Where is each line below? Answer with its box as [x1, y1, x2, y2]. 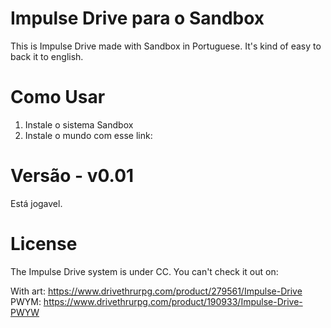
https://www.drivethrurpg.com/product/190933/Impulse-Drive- [43, 295, 303, 307]
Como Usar [10, 86, 106, 109]
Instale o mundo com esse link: [24, 129, 153, 141]
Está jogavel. [10, 197, 63, 209]
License [10, 233, 78, 255]
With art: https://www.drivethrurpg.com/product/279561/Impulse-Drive [10, 285, 303, 297]
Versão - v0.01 [10, 165, 135, 187]
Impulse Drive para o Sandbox [10, 7, 265, 30]
